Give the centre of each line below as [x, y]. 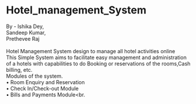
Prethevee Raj [23, 39]
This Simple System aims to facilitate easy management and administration [97, 57]
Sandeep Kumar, [26, 32]
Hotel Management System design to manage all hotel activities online [91, 51]
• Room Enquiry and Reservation [45, 82]
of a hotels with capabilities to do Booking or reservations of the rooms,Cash [98, 63]
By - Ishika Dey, [25, 26]
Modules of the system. [35, 76]
